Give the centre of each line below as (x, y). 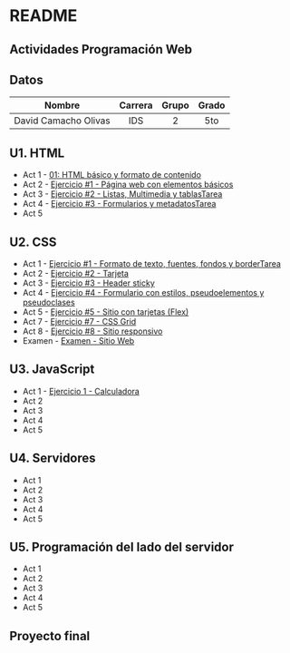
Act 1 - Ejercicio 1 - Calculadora (81, 391)
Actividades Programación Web (101, 49)
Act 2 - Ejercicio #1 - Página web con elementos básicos (128, 185)
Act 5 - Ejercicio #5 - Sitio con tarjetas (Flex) (106, 312)
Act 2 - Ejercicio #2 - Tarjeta (76, 274)
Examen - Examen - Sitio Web (78, 341)
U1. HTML (37, 153)
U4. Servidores (53, 458)
